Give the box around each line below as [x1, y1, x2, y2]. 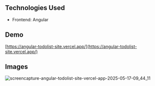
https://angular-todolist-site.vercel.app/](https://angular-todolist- [6, 43, 137, 49]
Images [5, 63, 28, 71]
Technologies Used [5, 4, 65, 12]
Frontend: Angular [12, 16, 49, 22]
